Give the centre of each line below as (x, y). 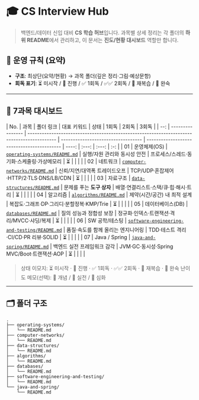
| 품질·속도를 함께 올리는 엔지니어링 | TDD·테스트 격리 (125, 230)
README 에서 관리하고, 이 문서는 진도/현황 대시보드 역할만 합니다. (102, 40)
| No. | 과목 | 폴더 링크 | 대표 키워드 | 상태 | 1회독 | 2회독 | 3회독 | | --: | (88, 126)
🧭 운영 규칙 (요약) (36, 61)
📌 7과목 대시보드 (34, 111)
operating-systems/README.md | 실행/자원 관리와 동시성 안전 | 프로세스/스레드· (97, 154)
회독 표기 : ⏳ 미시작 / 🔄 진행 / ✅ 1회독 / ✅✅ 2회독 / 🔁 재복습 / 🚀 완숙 (92, 83)
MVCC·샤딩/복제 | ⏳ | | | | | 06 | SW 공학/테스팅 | (70, 220)
